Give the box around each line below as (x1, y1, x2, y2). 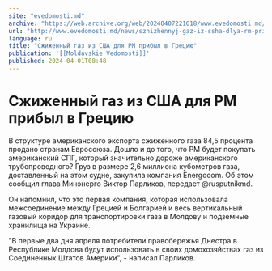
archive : (8, 19, 38, 28)
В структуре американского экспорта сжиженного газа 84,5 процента (8, 135, 253, 146)
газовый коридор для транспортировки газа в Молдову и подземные (8, 211, 249, 221)
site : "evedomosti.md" (8, 11, 85, 20)
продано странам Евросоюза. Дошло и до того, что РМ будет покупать (8, 144, 256, 154)
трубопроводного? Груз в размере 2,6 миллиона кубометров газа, (8, 161, 240, 171)
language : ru (8, 34, 53, 43)
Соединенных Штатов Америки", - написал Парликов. (8, 252, 196, 263)
